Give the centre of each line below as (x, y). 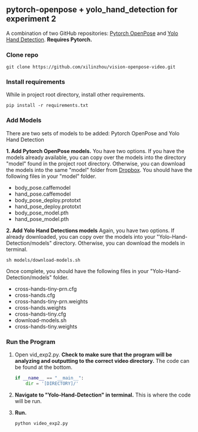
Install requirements (36, 82)
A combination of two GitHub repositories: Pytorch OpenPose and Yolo (92, 33)
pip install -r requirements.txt (47, 106)
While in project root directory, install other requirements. (76, 95)
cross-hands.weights (40, 307)
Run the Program (31, 342)
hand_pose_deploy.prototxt (48, 206)
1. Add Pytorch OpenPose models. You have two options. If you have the (95, 151)
